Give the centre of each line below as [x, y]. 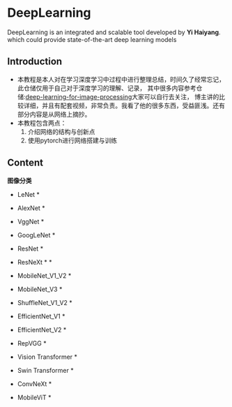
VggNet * [31, 221]
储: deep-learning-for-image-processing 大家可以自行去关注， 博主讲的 [118, 96]
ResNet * [30, 249]
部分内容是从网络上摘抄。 [54, 114]
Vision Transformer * [47, 357]
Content [25, 163]
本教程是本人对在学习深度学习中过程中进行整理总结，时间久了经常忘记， [121, 79]
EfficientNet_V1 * [41, 316]
